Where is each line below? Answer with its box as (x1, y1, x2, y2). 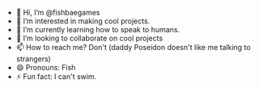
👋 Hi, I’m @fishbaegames (15, 8, 100, 17)
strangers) (15, 54, 51, 64)
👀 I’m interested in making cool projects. (15, 16, 151, 26)
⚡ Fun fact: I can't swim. (15, 72, 97, 81)
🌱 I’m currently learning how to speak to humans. (15, 25, 180, 34)
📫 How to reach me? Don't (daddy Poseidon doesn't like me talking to (15, 43, 251, 52)
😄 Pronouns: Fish (15, 63, 76, 72)
